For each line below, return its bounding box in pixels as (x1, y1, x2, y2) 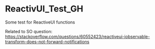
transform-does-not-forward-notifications (5, 38, 90, 44)
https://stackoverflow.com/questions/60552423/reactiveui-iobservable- (5, 34, 150, 39)
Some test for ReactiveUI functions (5, 19, 76, 25)
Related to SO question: (5, 28, 53, 34)
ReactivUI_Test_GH (5, 3, 84, 14)
